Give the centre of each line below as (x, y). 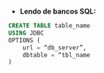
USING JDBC (26, 33)
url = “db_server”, (55, 47)
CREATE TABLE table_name (49, 26)
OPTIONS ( (25, 40)
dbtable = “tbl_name (56, 55)
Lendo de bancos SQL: (58, 11)
